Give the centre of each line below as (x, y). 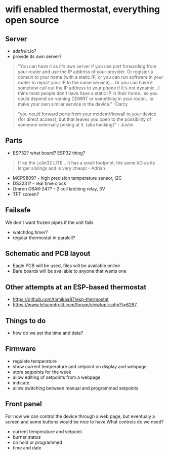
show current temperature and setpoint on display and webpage (79, 366)
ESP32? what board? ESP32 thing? (49, 153)
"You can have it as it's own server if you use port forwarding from (87, 66)
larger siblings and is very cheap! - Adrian (61, 168)
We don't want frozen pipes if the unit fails (49, 222)
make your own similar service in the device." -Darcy (73, 104)
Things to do (26, 321)
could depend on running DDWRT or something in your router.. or (86, 99)
